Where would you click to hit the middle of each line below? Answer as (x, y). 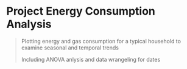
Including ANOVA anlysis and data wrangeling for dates (91, 59)
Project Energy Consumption (81, 11)
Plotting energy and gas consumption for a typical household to (101, 41)
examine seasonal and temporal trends (70, 48)
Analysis (29, 24)
